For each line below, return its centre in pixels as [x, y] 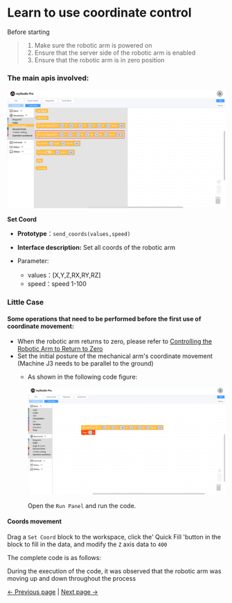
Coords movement [35, 521]
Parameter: [33, 261]
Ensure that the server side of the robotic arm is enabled [115, 53]
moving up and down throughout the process [72, 578]
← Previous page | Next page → [53, 592]
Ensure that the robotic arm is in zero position [99, 60]
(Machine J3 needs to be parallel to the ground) [85, 363]
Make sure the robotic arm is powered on [93, 45]
